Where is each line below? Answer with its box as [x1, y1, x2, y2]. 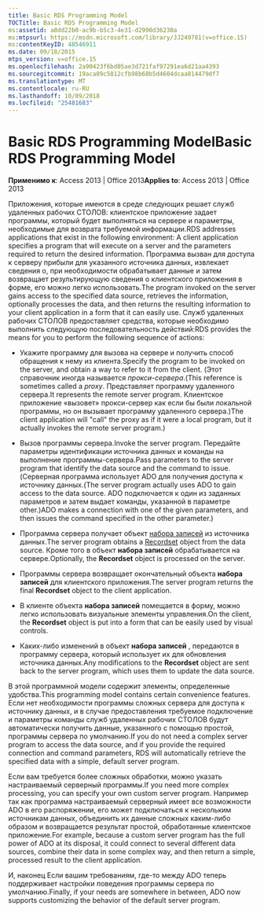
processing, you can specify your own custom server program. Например [8, 789, 249, 798]
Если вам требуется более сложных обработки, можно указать [8, 772, 222, 782]
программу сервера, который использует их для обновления [19, 650, 226, 659]
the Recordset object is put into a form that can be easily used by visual [19, 618, 253, 627]
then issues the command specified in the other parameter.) [19, 514, 214, 523]
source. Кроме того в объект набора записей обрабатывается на [19, 545, 240, 555]
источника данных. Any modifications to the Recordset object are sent [19, 658, 249, 668]
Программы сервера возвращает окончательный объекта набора [19, 569, 244, 578]
